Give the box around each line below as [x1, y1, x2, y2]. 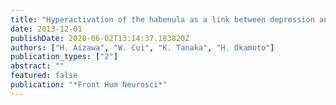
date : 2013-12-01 [10, 24, 83, 34]
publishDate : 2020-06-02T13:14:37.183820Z [10, 33, 190, 43]
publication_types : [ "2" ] [10, 52, 118, 62]
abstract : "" [10, 61, 65, 71]
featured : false [10, 71, 78, 81]
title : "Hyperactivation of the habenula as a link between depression [10, 14, 315, 25]
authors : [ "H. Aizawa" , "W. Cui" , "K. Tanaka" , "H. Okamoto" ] [10, 42, 275, 53]
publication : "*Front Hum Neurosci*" [10, 80, 168, 90]
